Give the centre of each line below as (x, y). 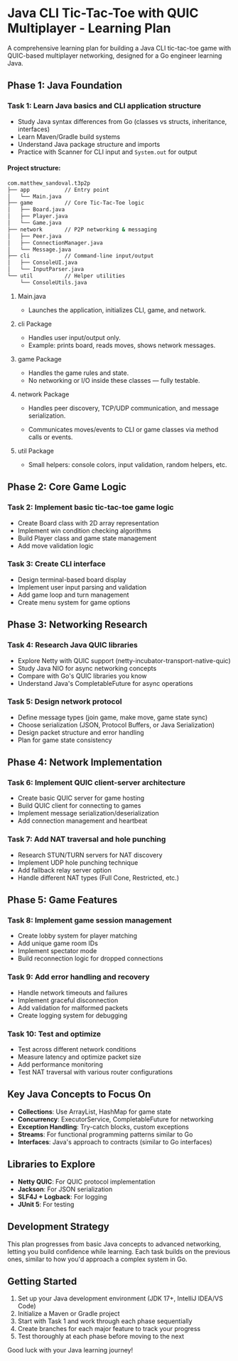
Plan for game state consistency (65, 740)
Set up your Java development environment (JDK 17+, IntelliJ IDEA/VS (120, 1298)
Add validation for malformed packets (73, 1007)
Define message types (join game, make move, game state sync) (113, 717)
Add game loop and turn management (73, 595)
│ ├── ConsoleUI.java (43, 263)
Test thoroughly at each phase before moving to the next (101, 1336)
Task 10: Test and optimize (54, 1034)
